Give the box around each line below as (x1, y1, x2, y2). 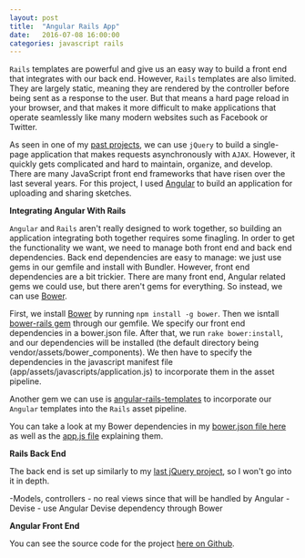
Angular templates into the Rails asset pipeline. (9, 403, 188, 414)
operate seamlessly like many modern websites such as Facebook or (9, 112, 269, 123)
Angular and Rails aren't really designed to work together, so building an (9, 223, 282, 234)
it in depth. (9, 475, 50, 487)
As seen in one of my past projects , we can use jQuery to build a (9, 139, 251, 150)
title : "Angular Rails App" (9, 22, 120, 31)
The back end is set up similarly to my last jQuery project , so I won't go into (9, 466, 292, 477)
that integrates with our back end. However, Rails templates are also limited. (9, 74, 297, 85)
